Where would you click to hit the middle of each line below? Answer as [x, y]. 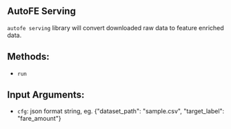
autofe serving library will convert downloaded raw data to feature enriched [115, 27]
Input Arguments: [46, 95]
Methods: [28, 57]
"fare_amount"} [39, 119]
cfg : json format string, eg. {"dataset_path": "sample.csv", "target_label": [121, 111]
